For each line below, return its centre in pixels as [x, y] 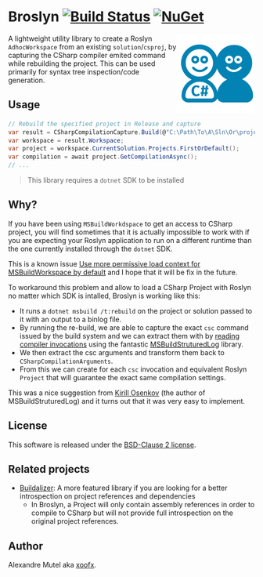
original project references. [75, 521]
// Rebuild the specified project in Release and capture [104, 124]
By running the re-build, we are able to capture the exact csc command [134, 327]
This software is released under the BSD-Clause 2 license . [102, 445]
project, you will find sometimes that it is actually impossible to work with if [129, 232]
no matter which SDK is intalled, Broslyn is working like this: [104, 296]
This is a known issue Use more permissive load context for [104, 263]
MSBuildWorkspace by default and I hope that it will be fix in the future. [123, 272]
